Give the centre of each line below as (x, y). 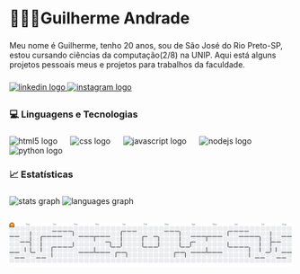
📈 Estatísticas (41, 174)
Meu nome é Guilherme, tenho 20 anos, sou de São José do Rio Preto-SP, (146, 46)
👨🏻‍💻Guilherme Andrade (100, 18)
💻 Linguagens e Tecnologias (74, 114)
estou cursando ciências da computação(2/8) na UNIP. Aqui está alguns (143, 55)
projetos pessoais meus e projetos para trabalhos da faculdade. (127, 65)
